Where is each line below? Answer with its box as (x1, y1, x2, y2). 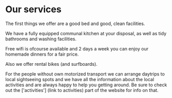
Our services (5, 4, 62, 15)
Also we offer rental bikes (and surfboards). (5, 61, 98, 67)
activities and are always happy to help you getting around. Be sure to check (5, 82, 167, 88)
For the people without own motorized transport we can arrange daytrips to (5, 70, 165, 77)
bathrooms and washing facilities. (5, 36, 77, 42)
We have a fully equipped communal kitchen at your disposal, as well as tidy (5, 30, 167, 36)
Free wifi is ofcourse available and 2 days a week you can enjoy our (5, 45, 149, 52)
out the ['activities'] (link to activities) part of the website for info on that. (5, 87, 159, 93)
